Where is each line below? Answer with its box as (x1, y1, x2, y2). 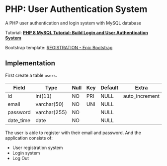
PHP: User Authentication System (5, 3, 148, 15)
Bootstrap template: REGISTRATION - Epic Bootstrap (5, 44, 113, 50)
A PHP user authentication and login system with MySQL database (5, 20, 142, 26)
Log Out (12, 155, 29, 161)
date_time (7, 117, 31, 124)
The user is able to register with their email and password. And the (5, 130, 142, 136)
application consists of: (5, 135, 53, 141)
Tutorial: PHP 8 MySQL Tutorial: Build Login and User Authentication (5, 29, 148, 35)
